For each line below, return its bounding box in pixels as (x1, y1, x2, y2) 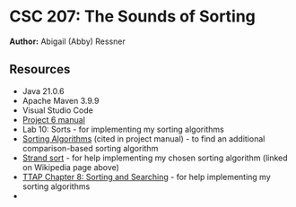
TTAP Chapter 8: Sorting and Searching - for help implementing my (22, 171, 271, 182)
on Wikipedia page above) (22, 161, 119, 172)
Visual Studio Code (22, 105, 94, 116)
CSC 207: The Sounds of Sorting (9, 6, 256, 27)
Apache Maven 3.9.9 (22, 95, 100, 106)
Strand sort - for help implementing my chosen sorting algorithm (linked (22, 152, 289, 163)
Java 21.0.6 (22, 85, 65, 96)
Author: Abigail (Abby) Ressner (9, 36, 126, 47)
